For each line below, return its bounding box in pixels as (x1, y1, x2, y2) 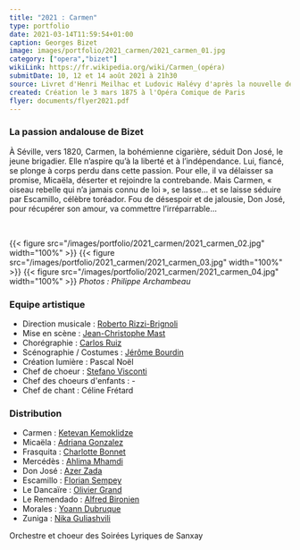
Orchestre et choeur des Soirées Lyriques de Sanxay (9, 530, 204, 541)
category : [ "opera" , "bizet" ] (9, 55, 118, 63)
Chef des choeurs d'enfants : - (21, 375, 136, 385)
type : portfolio (9, 21, 70, 30)
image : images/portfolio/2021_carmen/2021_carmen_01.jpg (9, 47, 226, 55)
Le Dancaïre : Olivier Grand (21, 485, 122, 495)
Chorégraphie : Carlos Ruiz (21, 337, 122, 348)
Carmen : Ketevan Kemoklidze (21, 427, 134, 438)
